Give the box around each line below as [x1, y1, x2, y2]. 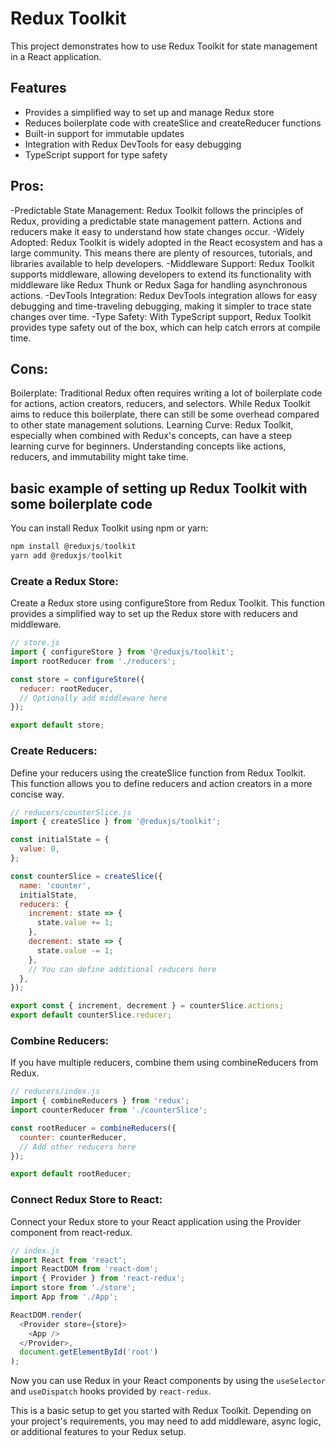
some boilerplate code [10, 495, 153, 512]
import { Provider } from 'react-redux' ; [10, 1273, 186, 1284]
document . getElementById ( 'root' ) [19, 1347, 159, 1357]
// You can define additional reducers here [28, 964, 217, 974]
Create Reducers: [10, 744, 98, 758]
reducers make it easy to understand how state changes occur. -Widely [10, 225, 305, 237]
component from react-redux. [10, 1226, 133, 1238]
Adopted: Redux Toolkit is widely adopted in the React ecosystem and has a [10, 236, 323, 248]
